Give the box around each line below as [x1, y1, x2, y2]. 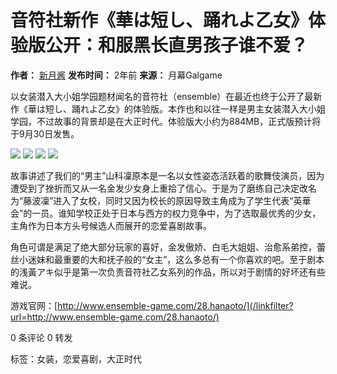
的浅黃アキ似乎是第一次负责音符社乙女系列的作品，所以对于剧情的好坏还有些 [10, 266, 326, 278]
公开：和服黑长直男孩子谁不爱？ [45, 34, 309, 57]
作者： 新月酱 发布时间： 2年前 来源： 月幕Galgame [10, 69, 223, 81]
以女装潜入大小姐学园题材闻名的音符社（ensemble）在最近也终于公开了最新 [10, 90, 323, 102]
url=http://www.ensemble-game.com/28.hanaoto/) [10, 311, 220, 323]
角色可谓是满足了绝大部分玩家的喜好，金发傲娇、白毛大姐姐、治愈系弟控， [10, 241, 317, 253]
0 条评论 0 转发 [10, 331, 73, 343]
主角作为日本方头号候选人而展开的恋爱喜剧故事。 [10, 219, 212, 231]
